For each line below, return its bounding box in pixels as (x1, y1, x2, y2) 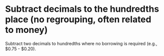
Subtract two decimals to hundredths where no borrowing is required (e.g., (5, 40, 158, 46)
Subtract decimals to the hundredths (5, 3, 160, 15)
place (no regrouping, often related (5, 14, 152, 25)
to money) (5, 25, 48, 35)
